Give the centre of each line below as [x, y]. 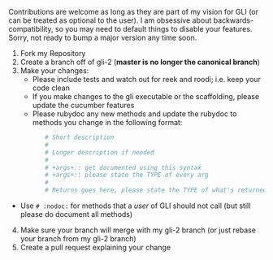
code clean [51, 88]
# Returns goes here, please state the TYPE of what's [139, 190]
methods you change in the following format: [107, 122]
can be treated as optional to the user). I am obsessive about [110, 20]
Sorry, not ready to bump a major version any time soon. [103, 37]
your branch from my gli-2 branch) [78, 238]
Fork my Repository [53, 53]
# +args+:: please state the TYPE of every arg [126, 175]
